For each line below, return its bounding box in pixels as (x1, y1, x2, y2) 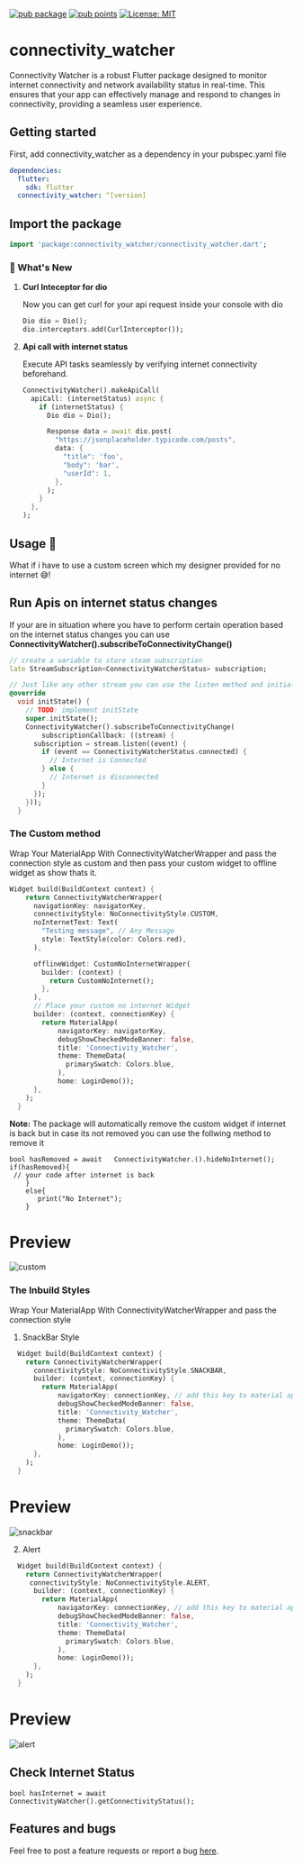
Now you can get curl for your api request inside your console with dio (22, 299, 283, 310)
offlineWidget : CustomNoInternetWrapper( (32, 960, 191, 969)
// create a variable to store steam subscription (9, 656, 203, 665)
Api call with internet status (22, 341, 129, 351)
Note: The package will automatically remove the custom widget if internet (9, 1118, 286, 1129)
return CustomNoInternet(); (49, 976, 155, 986)
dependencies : (9, 166, 63, 175)
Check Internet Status (9, 1765, 135, 1780)
